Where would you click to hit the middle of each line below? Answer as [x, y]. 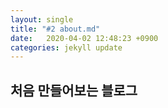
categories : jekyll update [66, 47]
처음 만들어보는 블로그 [74, 90]
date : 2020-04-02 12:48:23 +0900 [84, 38]
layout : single [42, 19]
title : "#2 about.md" [55, 29]
